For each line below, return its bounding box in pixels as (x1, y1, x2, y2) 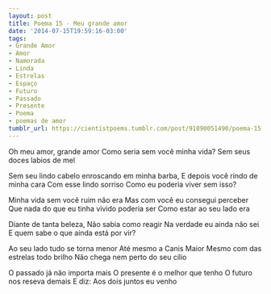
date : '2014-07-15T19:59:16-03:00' (8, 27, 128, 35)
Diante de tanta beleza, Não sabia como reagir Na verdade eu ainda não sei (8, 219, 260, 229)
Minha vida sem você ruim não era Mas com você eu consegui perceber (8, 195, 248, 204)
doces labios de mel (8, 155, 75, 165)
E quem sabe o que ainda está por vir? (8, 228, 136, 237)
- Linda (8, 65, 35, 73)
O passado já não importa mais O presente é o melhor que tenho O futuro (8, 267, 252, 277)
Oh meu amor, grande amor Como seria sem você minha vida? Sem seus (8, 146, 251, 156)
